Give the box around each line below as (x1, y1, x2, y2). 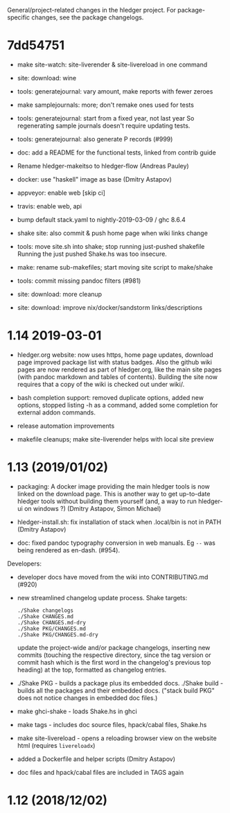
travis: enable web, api (17, 202, 82, 210)
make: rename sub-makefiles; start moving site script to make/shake (17, 263, 213, 271)
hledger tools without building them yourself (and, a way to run (17, 497, 197, 505)
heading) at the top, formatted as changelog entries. (17, 665, 167, 674)
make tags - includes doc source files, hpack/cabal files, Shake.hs (17, 720, 207, 728)
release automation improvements (17, 421, 115, 430)
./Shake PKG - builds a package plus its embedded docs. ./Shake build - (17, 679, 224, 687)
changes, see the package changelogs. (31, 13, 144, 21)
